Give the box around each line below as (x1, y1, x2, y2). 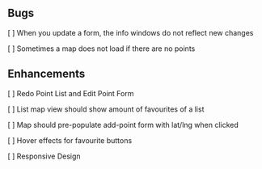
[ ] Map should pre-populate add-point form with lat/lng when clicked (7, 120, 239, 129)
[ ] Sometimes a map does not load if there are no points (7, 44, 196, 53)
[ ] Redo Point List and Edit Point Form (7, 88, 134, 98)
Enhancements (7, 67, 86, 81)
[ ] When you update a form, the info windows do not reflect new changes (7, 27, 254, 37)
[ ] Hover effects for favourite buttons (7, 135, 133, 145)
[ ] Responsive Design (7, 151, 82, 161)
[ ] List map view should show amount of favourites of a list (7, 104, 205, 114)
